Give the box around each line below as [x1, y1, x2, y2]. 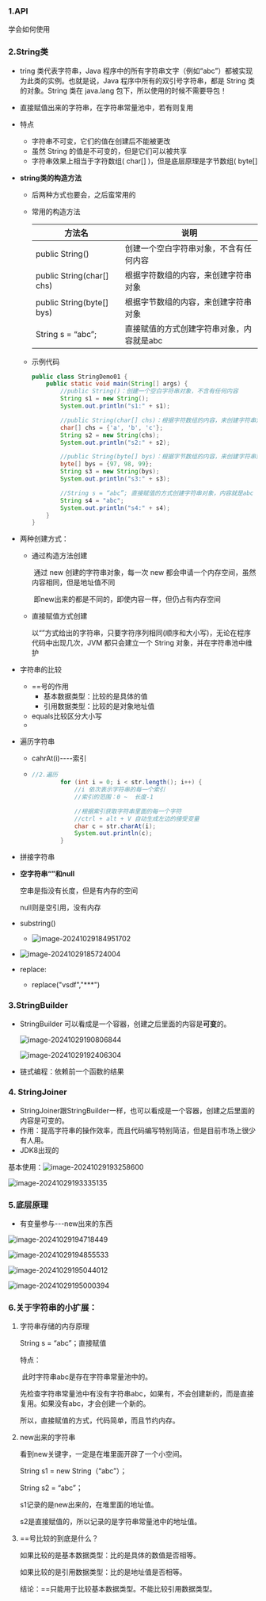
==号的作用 [31, 682, 70, 691]
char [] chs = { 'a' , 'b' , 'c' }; [59, 423, 164, 431]
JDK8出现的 [19, 1145, 59, 1155]
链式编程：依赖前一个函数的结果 [19, 1067, 124, 1076]
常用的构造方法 [31, 206, 81, 216]
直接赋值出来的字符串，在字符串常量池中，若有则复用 [19, 102, 194, 112]
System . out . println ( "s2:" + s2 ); [59, 439, 170, 446]
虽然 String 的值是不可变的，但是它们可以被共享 [31, 146, 188, 155]
